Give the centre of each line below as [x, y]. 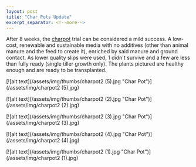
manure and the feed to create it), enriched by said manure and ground [92, 52]
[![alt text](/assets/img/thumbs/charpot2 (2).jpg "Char [71, 99]
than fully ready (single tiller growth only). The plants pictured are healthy [95, 64]
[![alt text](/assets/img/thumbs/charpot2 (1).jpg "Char [71, 152]
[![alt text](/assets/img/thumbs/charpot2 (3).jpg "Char [71, 117]
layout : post [22, 11]
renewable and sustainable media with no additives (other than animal [104, 45]
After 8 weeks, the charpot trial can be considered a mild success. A [89, 39]
